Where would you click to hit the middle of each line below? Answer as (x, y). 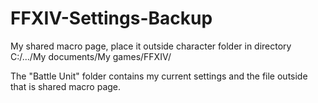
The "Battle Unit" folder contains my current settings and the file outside (159, 76)
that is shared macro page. (66, 86)
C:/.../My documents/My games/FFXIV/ (91, 56)
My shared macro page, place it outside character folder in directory (151, 46)
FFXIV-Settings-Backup (111, 18)
